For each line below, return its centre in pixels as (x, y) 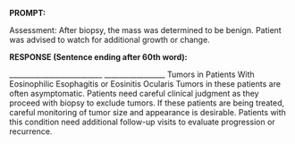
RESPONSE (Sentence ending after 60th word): (98, 57)
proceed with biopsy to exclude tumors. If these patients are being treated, (147, 103)
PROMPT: (28, 13)
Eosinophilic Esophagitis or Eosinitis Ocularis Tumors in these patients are (145, 84)
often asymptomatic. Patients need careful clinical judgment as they (134, 93)
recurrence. (31, 131)
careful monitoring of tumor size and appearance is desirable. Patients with (147, 112)
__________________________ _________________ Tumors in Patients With (132, 74)
